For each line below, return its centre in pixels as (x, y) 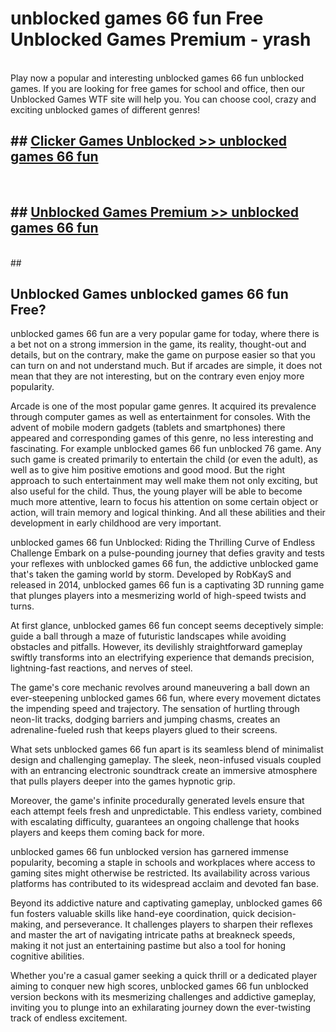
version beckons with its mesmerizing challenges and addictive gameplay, (163, 997)
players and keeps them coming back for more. (107, 833)
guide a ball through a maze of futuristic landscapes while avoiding (148, 636)
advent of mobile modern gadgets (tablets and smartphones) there (148, 428)
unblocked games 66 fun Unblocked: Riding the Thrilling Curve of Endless (163, 543)
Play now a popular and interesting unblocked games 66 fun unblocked (157, 78)
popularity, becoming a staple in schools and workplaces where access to (163, 863)
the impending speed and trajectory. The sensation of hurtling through (155, 709)
